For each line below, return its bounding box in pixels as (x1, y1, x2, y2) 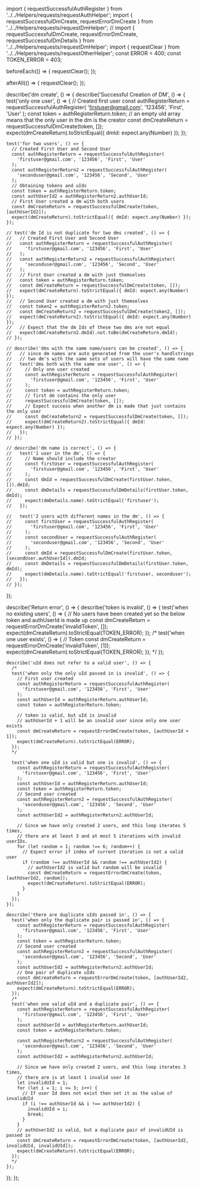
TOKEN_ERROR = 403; (6, 56, 62, 63)
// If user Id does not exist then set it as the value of (22, 1090, 172, 1096)
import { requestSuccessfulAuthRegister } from (6, 5, 123, 12)
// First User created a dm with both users (11, 199, 125, 205)
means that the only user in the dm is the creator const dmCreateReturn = (6, 116, 189, 124)
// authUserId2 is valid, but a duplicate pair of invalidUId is (17, 1127, 184, 1133)
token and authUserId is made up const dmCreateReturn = (6, 617, 151, 623)
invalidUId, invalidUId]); (6, 1143, 74, 1149)
